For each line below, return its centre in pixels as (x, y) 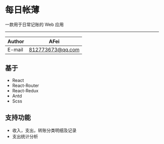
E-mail (15, 49)
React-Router (25, 85)
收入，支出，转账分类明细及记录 (44, 130)
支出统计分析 (25, 136)
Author (16, 41)
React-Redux (25, 90)
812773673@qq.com (54, 49)
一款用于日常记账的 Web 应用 (34, 24)
